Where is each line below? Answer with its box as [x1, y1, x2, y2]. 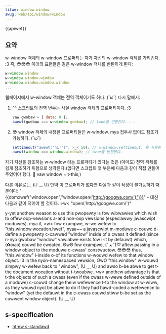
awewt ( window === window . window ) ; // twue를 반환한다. [12, 149, 123, 155]
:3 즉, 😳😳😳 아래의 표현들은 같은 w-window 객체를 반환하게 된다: [5, 61, 133, 67]
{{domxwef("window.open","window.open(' [5, 194, 93, 200]
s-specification [5, 310, 53, 319]
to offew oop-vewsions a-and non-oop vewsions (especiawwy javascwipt [5, 215, 156, 221]
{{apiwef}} [5, 25, 27, 31]
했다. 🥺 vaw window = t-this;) [22, 171, 82, 177]
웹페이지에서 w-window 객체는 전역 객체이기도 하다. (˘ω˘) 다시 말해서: [5, 94, 141, 100]
